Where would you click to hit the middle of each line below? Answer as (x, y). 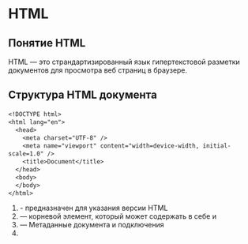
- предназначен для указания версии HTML (94, 208)
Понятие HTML (47, 43)
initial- (217, 146)
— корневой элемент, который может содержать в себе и (118, 216)
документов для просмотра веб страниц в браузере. (98, 70)
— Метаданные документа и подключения (92, 224)
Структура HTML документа (83, 95)
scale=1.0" (26, 154)
